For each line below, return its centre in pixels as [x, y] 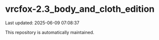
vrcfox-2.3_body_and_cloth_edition [80, 9]
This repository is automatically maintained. [50, 32]
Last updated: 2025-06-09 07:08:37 [42, 23]
